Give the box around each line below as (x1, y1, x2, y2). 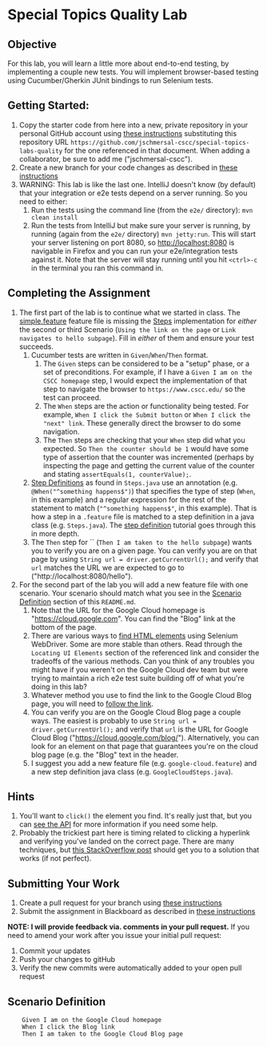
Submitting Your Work (7, 876, 121, 890)
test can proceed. (42, 392, 102, 402)
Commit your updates (18, 946, 91, 956)
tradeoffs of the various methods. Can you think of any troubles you (30, 656, 255, 666)
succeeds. (18, 342, 54, 351)
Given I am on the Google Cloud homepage (22, 1016, 161, 1024)
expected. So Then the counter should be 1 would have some (42, 443, 249, 453)
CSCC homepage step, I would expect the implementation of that (42, 375, 247, 385)
